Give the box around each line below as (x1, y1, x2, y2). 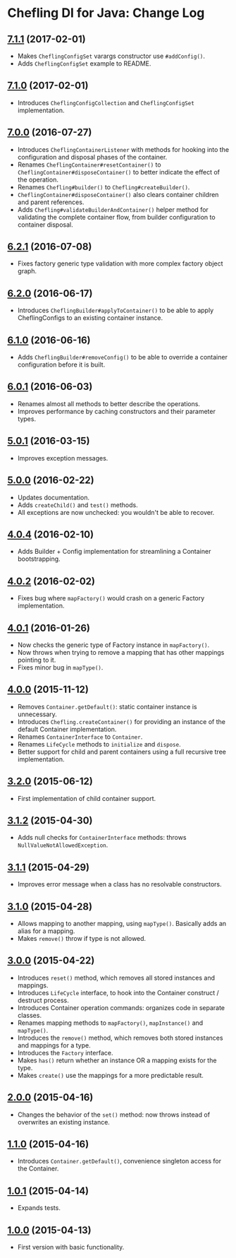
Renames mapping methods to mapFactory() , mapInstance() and (17, 1019, 204, 1027)
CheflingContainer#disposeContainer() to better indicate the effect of (17, 167, 221, 176)
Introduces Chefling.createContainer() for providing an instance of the (17, 717, 225, 725)
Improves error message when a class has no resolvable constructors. (17, 880, 222, 889)
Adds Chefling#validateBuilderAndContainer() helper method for (17, 205, 209, 213)
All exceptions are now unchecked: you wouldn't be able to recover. (17, 508, 215, 516)
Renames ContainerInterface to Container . (17, 732, 143, 741)
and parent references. (17, 198, 85, 206)
